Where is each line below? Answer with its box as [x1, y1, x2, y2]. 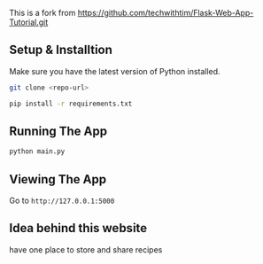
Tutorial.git [9, 17, 49, 27]
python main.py [9, 147, 66, 156]
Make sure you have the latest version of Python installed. [9, 66, 220, 76]
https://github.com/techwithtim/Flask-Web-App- [77, 8, 254, 18]
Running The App [9, 123, 108, 138]
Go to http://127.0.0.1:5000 [9, 195, 115, 206]
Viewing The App [9, 172, 107, 187]
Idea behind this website [9, 221, 148, 236]
